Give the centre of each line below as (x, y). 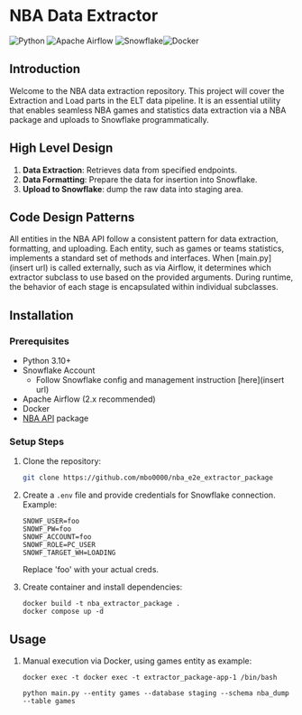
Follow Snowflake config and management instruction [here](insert (160, 380)
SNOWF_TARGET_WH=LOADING (69, 553)
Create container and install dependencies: (102, 587)
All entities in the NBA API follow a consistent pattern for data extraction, (144, 239)
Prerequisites (39, 341)
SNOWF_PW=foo (47, 529)
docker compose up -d (63, 612)
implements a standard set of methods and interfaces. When (122, 258)
